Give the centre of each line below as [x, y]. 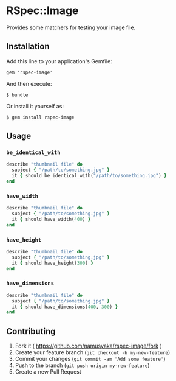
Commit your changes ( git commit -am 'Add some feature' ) [90, 359]
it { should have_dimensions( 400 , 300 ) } [65, 307]
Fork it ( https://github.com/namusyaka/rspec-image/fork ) [88, 346]
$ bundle [17, 95]
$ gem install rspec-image [40, 117]
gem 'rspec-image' [29, 72]
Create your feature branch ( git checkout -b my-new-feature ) [93, 352]
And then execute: [29, 83]
